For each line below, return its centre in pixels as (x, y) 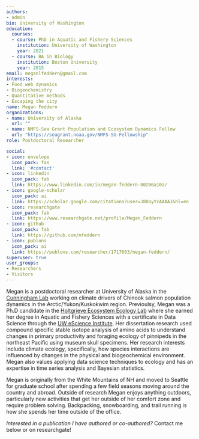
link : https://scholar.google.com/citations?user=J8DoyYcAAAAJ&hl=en (100, 201)
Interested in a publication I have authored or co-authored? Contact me (95, 423)
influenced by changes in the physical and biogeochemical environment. (96, 355)
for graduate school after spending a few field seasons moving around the (98, 386)
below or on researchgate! (39, 429)
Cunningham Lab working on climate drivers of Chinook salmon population (98, 298)
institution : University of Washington (67, 46)
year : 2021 (31, 51)
